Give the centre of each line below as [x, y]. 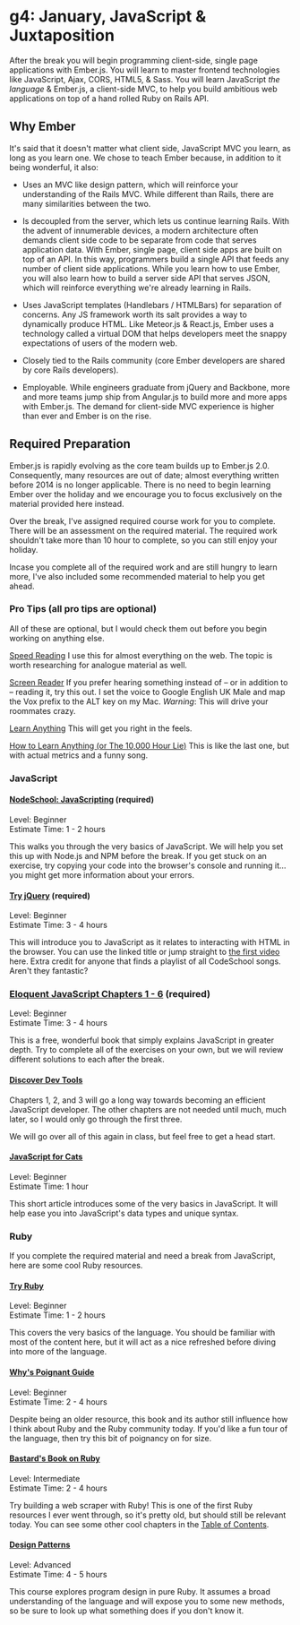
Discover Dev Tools [46, 1080]
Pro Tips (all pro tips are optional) [83, 609]
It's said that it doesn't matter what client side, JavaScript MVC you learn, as [150, 148]
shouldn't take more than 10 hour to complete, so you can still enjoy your [143, 540]
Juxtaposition [62, 35]
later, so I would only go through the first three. [96, 1119]
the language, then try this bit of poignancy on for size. [111, 1438]
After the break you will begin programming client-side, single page [133, 60]
